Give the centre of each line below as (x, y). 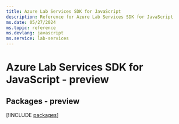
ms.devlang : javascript (35, 33)
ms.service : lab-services (37, 38)
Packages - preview (43, 101)
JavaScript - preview (58, 80)
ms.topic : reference (31, 28)
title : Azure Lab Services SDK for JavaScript (64, 11)
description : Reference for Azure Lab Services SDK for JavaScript (90, 17)
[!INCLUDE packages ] (32, 115)
